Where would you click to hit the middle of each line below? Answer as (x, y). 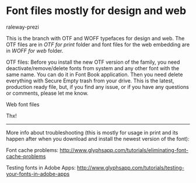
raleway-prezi (22, 27)
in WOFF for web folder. (35, 50)
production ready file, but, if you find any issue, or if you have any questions (98, 87)
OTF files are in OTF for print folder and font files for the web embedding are (98, 44)
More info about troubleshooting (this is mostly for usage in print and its (92, 132)
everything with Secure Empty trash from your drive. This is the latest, (90, 81)
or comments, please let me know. (47, 93)
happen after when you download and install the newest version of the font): (98, 139)
